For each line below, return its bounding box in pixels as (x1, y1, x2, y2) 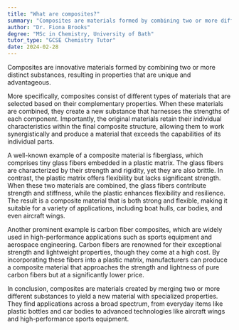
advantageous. (7, 78, 51, 86)
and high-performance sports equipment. (7, 314, 129, 323)
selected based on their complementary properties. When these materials (7, 100, 224, 107)
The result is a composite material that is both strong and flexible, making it (7, 196, 228, 205)
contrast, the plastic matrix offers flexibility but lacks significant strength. (7, 174, 221, 182)
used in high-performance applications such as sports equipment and (7, 233, 212, 241)
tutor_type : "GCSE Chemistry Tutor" (7, 37, 116, 44)
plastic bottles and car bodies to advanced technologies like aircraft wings (7, 307, 225, 315)
